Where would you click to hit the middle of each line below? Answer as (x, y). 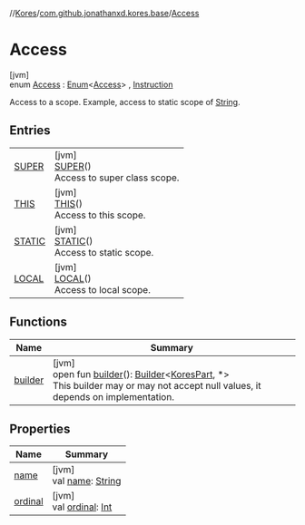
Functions (39, 322)
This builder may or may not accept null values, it (157, 385)
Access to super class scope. (117, 178)
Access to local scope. (103, 289)
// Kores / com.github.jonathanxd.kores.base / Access (104, 13)
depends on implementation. (114, 396)
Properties (40, 428)
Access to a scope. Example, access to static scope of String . (125, 102)
